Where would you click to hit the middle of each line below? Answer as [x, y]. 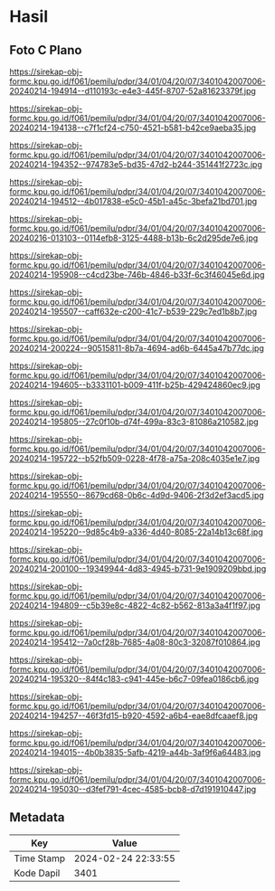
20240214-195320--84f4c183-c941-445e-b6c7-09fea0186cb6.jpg [134, 679]
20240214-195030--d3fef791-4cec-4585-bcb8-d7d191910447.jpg [133, 789]
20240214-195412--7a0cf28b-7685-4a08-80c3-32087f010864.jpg [135, 642]
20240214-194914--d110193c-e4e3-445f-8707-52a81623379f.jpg [133, 91]
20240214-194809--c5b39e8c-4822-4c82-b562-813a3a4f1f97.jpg [135, 605]
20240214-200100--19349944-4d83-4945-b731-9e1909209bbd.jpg [138, 569]
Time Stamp [40, 858]
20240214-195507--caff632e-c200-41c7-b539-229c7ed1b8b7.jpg [133, 311]
